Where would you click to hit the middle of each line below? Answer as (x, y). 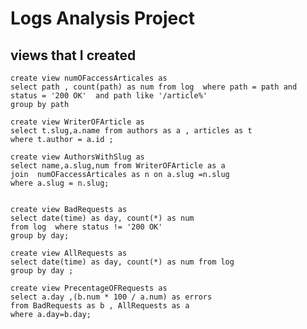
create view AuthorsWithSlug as (77, 157)
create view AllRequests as (69, 253)
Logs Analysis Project (102, 18)
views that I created (73, 55)
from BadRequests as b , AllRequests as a (100, 306)
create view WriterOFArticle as (77, 122)
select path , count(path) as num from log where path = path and (154, 87)
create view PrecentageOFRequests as (89, 288)
